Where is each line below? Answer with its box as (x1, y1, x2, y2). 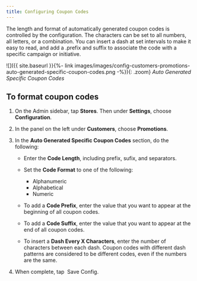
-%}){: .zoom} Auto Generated (116, 68, 192, 75)
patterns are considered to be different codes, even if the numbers (23, 251, 187, 258)
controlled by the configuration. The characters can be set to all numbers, (6, 31, 187, 39)
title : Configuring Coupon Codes (6, 8, 89, 15)
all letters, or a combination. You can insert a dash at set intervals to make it (6, 38, 191, 45)
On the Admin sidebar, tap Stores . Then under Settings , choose (14, 108, 172, 115)
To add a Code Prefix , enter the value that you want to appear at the (23, 202, 191, 209)
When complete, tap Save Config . (14, 268, 99, 276)
